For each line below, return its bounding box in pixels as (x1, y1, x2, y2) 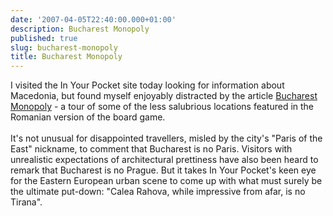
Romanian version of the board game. (10, 111, 166, 123)
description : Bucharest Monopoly (10, 24, 150, 34)
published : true (10, 33, 78, 43)
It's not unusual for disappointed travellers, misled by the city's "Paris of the (10, 132, 323, 145)
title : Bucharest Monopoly (10, 52, 123, 62)
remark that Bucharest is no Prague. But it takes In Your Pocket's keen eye (10, 164, 317, 176)
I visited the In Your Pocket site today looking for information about (10, 79, 285, 91)
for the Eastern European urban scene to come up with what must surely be (10, 175, 323, 187)
